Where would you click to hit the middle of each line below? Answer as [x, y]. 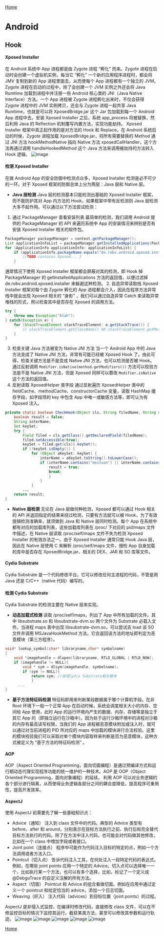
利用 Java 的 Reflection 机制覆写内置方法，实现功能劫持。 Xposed [75, 124]
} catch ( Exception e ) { [29, 320]
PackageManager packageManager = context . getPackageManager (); [71, 239]
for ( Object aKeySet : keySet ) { [64, 454]
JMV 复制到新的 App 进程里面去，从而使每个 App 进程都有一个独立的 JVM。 [82, 81]
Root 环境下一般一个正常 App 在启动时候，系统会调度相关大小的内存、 [82, 706]
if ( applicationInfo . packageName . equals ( [56, 252]
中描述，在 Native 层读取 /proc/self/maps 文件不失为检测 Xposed [77, 533]
